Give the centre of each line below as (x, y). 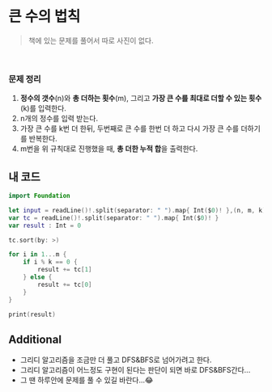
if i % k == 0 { (51, 262)
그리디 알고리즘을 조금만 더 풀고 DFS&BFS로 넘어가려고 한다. (116, 360)
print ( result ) (32, 314)
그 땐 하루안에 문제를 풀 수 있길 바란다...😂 (87, 380)
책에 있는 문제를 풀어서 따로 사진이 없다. (91, 40)
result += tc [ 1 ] (65, 270)
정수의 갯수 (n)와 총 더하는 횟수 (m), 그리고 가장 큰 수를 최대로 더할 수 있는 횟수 (141, 99)
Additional (35, 339)
